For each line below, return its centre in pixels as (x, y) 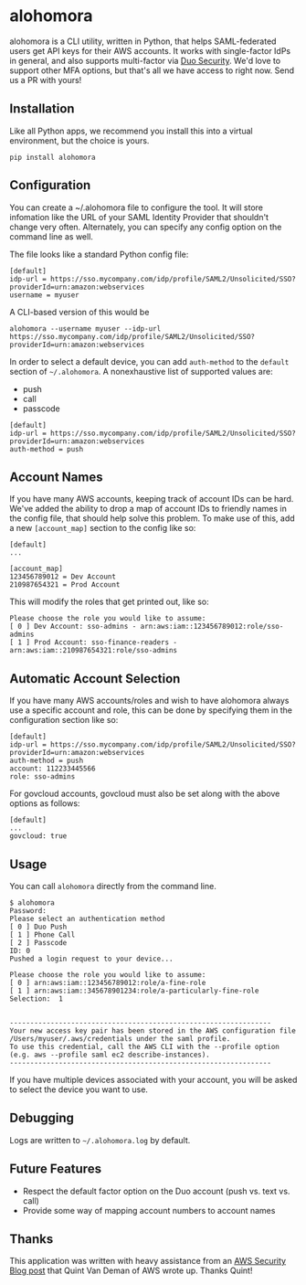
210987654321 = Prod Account (65, 585)
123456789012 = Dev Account (63, 577)
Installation (42, 109)
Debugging (42, 1118)
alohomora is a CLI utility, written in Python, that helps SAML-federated (143, 41)
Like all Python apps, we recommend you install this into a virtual (131, 131)
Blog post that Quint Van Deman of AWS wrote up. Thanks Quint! (131, 1270)
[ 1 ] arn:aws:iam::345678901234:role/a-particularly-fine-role (134, 991)
